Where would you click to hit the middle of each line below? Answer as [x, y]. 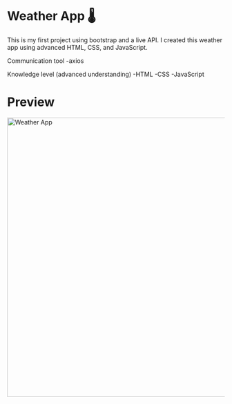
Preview [31, 102]
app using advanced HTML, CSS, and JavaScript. [77, 47]
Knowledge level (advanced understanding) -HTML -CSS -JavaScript [106, 74]
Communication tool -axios [46, 61]
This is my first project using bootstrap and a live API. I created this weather [115, 40]
